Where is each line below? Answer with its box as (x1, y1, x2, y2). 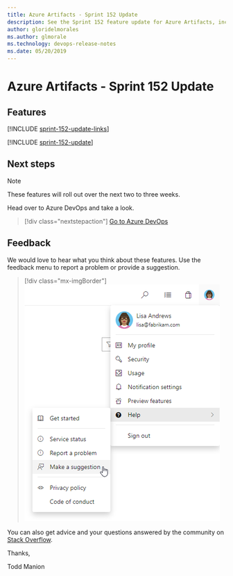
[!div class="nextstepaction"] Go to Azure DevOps (24, 217, 169, 225)
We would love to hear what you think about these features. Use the (7, 256, 201, 264)
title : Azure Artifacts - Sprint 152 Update (7, 11, 138, 18)
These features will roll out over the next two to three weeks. (7, 190, 180, 198)
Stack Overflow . (7, 535, 53, 543)
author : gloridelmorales (7, 26, 79, 33)
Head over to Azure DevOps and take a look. (7, 204, 135, 212)
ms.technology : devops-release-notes (7, 40, 116, 48)
